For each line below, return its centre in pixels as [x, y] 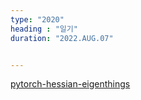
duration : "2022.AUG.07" [62, 38]
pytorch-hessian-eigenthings [70, 84]
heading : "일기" [44, 29]
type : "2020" [37, 19]
